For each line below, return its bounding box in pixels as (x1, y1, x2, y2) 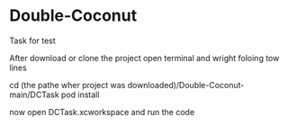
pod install (61, 89, 100, 100)
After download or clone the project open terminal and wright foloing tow (9, 52, 280, 63)
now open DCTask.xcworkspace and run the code (9, 106, 195, 117)
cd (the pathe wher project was (9, 79, 126, 90)
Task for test (9, 35, 56, 46)
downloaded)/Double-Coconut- (127, 79, 245, 90)
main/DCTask (9, 89, 60, 100)
